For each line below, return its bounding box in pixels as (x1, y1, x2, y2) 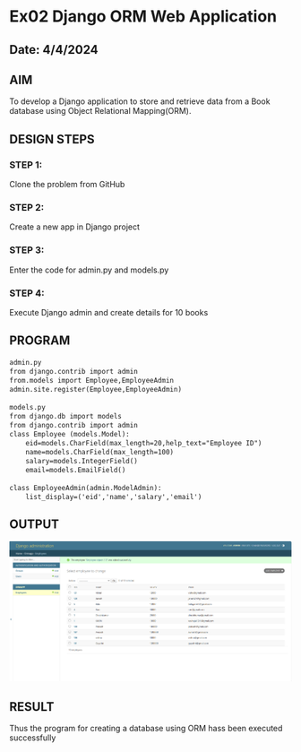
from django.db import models (9, 411, 123, 420)
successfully (9, 732, 56, 743)
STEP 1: (9, 159, 43, 171)
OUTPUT (9, 517, 60, 532)
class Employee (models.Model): (9, 429, 130, 438)
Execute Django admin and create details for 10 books (9, 307, 209, 317)
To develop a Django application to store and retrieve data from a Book (9, 96, 271, 107)
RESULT (9, 699, 55, 714)
